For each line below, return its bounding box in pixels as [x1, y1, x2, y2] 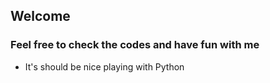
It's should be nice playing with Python [24, 60, 185, 73]
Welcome [10, 8, 71, 25]
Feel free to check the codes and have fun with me [10, 38, 260, 52]
